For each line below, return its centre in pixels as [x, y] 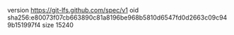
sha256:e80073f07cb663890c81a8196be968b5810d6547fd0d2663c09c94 [117, 17]
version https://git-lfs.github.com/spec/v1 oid [73, 10]
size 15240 [58, 25]
